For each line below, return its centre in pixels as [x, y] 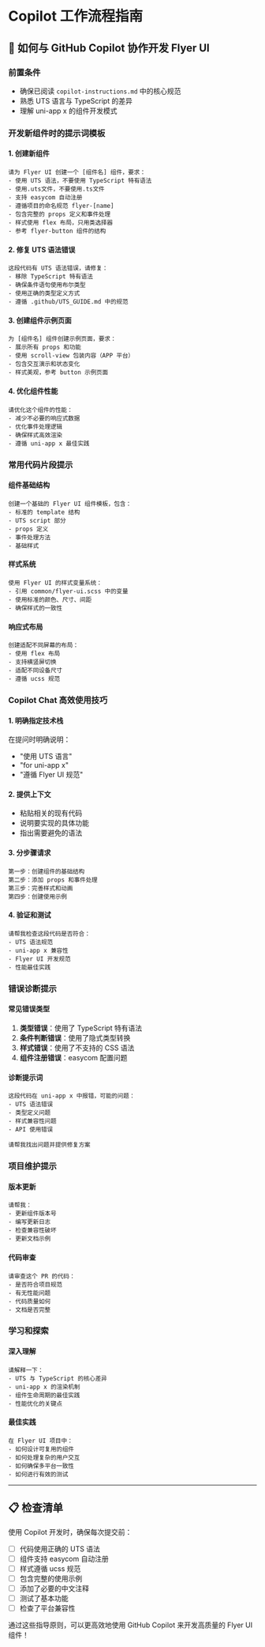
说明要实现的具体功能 [54, 823]
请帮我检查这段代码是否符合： [49, 934]
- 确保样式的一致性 [35, 608]
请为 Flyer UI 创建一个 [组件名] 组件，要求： [77, 172]
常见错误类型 [29, 1009]
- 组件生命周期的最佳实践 [44, 1395]
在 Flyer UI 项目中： [41, 1441]
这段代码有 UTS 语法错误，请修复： [58, 268]
